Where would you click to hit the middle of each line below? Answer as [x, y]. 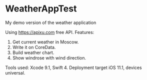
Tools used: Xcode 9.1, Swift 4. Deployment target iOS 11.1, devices [73, 67]
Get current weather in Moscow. [45, 42]
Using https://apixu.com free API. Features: [50, 32]
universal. [15, 72]
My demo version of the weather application [51, 22]
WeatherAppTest [41, 9]
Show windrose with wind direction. [49, 57]
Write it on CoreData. [34, 47]
